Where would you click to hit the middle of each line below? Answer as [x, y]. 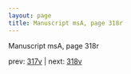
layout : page [30, 16]
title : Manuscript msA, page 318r [66, 23]
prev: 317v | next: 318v [45, 61]
